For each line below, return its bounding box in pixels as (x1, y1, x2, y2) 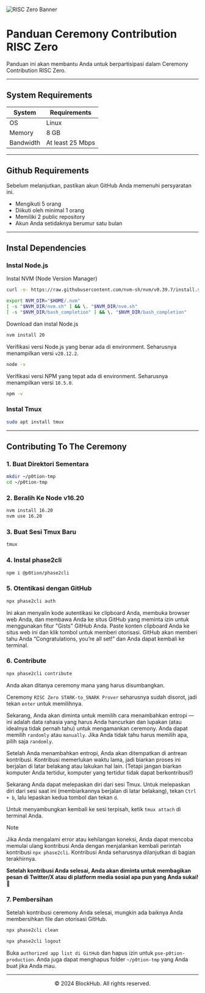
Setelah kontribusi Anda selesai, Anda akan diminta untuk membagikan (6, 867, 191, 874)
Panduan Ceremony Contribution (6, 27, 178, 41)
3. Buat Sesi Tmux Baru (6, 528, 76, 536)
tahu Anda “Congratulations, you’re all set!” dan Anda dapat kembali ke (6, 635, 185, 642)
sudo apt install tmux (6, 418, 64, 425)
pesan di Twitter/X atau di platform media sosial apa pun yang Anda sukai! (6, 873, 199, 881)
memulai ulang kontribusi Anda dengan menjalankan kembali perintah (6, 842, 181, 849)
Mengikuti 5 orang (15, 200, 62, 207)
